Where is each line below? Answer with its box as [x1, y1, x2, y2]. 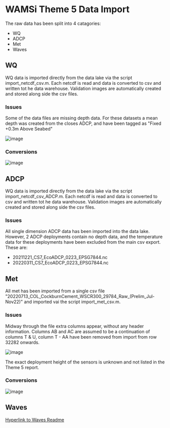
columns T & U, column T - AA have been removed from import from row [5, 334, 157, 340]
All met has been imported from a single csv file [5, 288, 105, 294]
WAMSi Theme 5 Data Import [5, 4, 130, 15]
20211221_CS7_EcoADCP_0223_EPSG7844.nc [12, 254, 108, 260]
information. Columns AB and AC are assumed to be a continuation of [5, 328, 150, 335]
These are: [5, 245, 28, 251]
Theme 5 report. [5, 364, 39, 370]
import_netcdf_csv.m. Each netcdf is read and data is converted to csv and [5, 80, 161, 86]
